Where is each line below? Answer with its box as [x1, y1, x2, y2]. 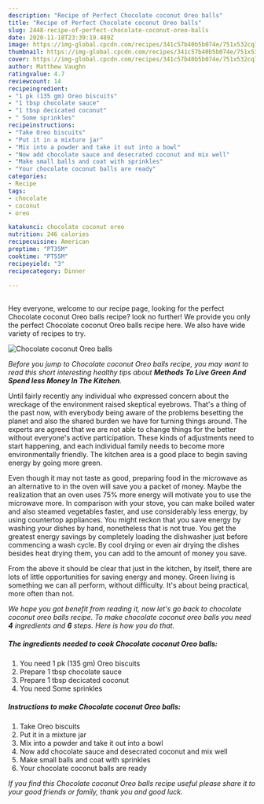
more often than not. [8, 589, 75, 599]
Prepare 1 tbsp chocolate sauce [19, 667, 122, 677]
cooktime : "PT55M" [8, 253, 68, 260]
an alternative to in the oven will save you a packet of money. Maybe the [8, 481, 242, 492]
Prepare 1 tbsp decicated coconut [19, 676, 130, 685]
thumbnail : [8, 48, 44, 56]
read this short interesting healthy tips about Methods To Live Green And [8, 367, 247, 378]
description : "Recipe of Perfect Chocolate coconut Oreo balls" [8, 11, 223, 20]
